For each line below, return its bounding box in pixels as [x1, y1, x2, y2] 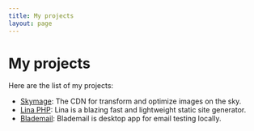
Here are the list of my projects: [8, 81, 114, 91]
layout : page [8, 19, 53, 27]
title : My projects [8, 11, 74, 20]
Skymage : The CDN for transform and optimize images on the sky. [19, 96, 242, 106]
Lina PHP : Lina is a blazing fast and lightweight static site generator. [19, 105, 247, 115]
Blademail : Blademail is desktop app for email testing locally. [19, 114, 222, 124]
